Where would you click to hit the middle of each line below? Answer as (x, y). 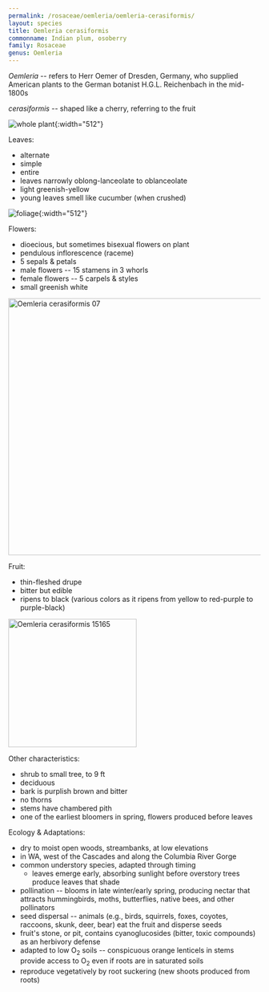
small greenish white (54, 287)
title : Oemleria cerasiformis (59, 30)
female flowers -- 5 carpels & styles (79, 278)
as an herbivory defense (60, 941)
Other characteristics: (44, 758)
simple (31, 164)
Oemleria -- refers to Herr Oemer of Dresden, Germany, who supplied (123, 76)
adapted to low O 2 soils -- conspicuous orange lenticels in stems (127, 951)
